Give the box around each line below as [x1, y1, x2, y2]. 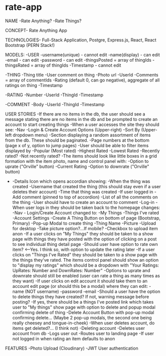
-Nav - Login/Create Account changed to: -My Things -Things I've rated [12, 209, 159, 216]
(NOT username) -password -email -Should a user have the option [25, 288, 161, 294]
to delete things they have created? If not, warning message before [12, 293, 149, 300]
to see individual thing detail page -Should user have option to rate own [12, 241, 158, 247]
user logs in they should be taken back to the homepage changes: [25, 204, 161, 210]
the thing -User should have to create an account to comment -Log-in [12, 199, 155, 205]
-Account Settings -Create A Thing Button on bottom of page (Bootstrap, [12, 215, 161, 221]
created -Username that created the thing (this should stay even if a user [12, 183, 161, 189]
